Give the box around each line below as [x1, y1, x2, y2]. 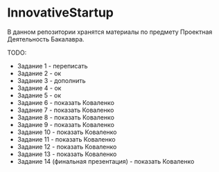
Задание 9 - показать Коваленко [17, 120, 114, 128]
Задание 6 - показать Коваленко [17, 98, 114, 106]
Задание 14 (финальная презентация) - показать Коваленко [17, 157, 195, 165]
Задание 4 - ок [17, 84, 62, 92]
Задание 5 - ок [17, 91, 61, 99]
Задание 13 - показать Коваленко [17, 150, 117, 158]
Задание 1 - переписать [17, 61, 88, 70]
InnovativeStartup [7, 5, 114, 21]
